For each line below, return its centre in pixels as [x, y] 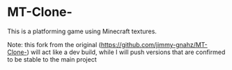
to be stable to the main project [52, 59]
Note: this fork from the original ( [54, 44]
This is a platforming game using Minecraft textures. [82, 31]
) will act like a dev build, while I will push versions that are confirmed [126, 52]
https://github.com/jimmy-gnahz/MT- [154, 44]
